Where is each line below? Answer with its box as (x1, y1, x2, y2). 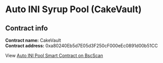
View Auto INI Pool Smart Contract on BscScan (5, 52, 103, 58)
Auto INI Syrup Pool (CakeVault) (5, 4, 142, 15)
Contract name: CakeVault (5, 37, 61, 43)
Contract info (5, 24, 48, 33)
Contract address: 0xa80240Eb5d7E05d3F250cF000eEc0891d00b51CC (5, 43, 158, 49)
